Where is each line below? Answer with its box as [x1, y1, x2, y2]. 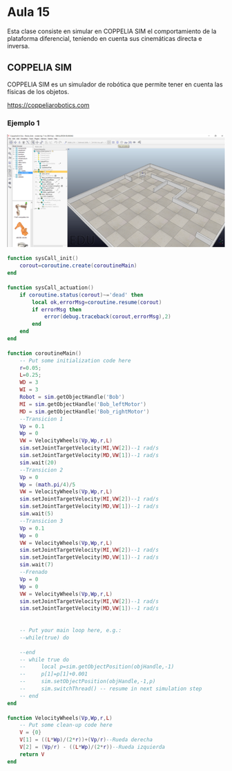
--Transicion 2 [19, 466, 64, 474]
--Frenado [19, 568, 48, 576]
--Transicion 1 [19, 416, 64, 422]
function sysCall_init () [7, 255, 79, 262]
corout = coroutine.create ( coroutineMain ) [19, 262, 137, 270]
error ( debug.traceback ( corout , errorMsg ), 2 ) [43, 313, 171, 320]
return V [19, 751, 45, 758]
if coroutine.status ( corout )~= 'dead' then [19, 291, 144, 298]
